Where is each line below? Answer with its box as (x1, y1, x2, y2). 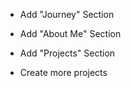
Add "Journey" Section (19, 9, 115, 20)
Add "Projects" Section (19, 47, 116, 59)
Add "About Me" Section (19, 28, 122, 39)
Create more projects (19, 67, 108, 78)
